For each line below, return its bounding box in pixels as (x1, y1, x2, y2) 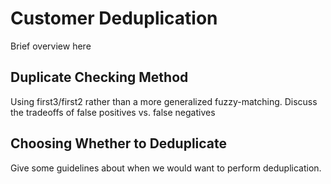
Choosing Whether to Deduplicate (10, 135, 228, 152)
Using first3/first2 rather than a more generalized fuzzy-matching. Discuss (10, 95, 318, 107)
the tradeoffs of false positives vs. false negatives (10, 106, 216, 118)
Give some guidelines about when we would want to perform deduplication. (10, 162, 322, 174)
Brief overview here (10, 40, 92, 52)
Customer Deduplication (10, 7, 218, 30)
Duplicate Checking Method (10, 69, 189, 86)
